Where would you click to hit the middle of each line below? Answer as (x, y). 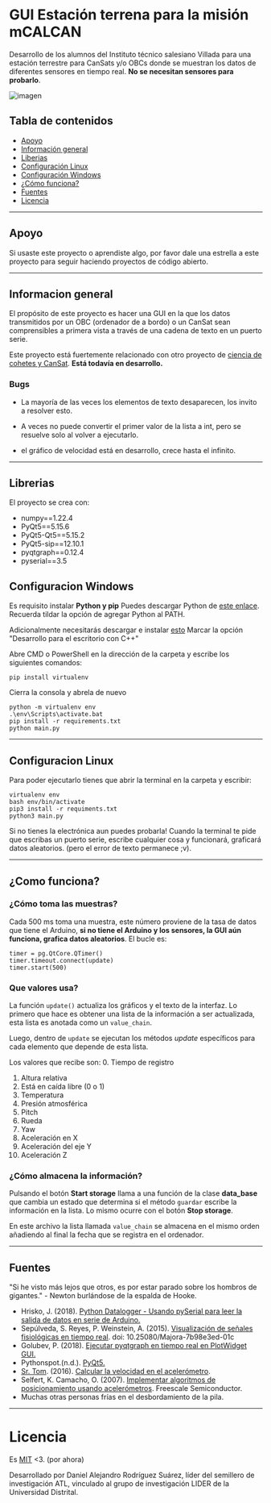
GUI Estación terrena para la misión (129, 15)
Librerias (32, 483)
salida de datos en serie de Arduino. (80, 1320)
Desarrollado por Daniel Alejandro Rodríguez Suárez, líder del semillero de (132, 1475)
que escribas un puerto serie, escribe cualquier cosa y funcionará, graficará (135, 839)
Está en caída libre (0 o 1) (63, 1087)
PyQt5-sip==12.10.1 (52, 544)
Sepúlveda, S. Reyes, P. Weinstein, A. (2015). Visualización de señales (137, 1329)
